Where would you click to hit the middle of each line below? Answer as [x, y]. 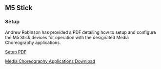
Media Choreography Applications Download [50, 61]
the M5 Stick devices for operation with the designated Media [67, 37]
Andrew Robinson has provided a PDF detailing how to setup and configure [80, 32]
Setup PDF [16, 52]
